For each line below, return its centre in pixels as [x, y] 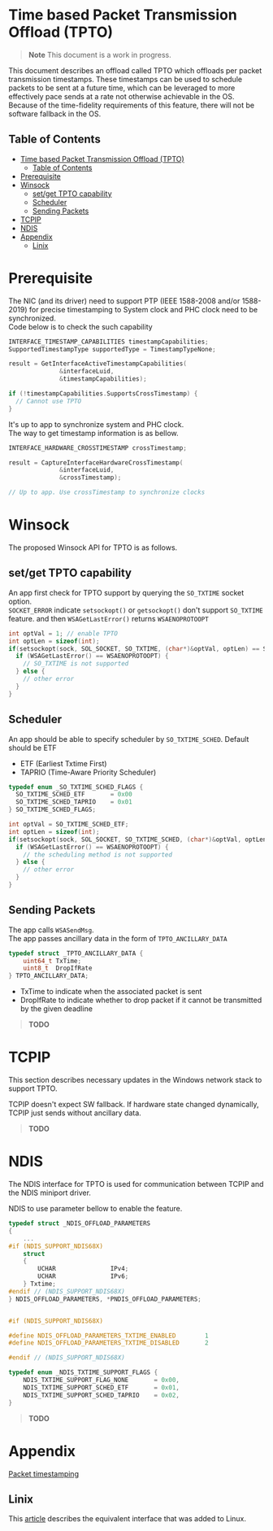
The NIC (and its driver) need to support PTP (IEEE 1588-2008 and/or [124, 301]
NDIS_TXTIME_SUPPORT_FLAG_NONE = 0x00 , [102, 1381]
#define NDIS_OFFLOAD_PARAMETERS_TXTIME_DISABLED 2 [108, 1343]
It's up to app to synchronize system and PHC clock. [96, 424]
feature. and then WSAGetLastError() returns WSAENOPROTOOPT [108, 618]
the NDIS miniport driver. [50, 1193]
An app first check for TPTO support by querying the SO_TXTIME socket [126, 592]
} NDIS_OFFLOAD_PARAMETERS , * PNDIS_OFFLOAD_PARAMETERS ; [105, 1299]
